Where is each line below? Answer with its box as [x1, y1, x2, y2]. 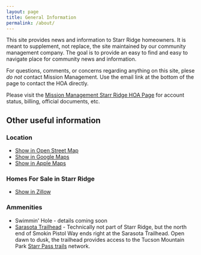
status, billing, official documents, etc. [6, 98, 100, 105]
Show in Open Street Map [14, 147, 79, 154]
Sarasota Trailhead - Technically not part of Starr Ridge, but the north [14, 223, 187, 230]
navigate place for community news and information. [6, 55, 137, 63]
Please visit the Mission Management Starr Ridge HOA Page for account [6, 91, 185, 99]
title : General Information [6, 14, 77, 20]
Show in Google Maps [14, 154, 70, 161]
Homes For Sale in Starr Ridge [6, 175, 95, 183]
